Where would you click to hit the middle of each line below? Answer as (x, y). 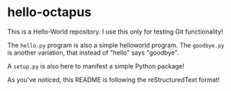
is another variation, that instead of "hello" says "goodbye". (93, 52)
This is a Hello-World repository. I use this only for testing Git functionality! (115, 31)
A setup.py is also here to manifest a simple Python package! (96, 66)
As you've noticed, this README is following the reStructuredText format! (114, 79)
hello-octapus (49, 12)
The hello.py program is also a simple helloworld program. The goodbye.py (116, 45)
